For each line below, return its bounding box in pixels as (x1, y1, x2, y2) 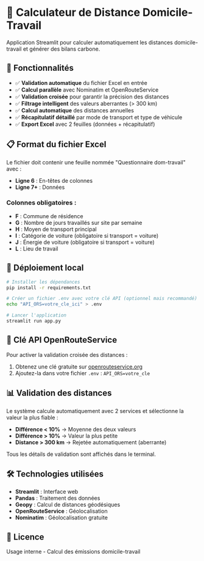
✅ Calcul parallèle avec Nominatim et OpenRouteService (15, 86, 159, 94)
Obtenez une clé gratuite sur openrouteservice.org (15, 363, 143, 370)
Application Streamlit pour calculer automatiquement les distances (6, 38, 174, 46)
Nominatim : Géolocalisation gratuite (15, 514, 108, 521)
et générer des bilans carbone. (23, 45, 100, 53)
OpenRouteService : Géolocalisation (15, 507, 108, 515)
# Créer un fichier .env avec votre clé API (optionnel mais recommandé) (6, 296, 198, 302)
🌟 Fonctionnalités (6, 63, 74, 73)
